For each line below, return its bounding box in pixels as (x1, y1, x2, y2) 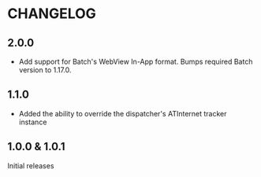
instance (18, 117, 47, 127)
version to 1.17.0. (18, 65, 72, 75)
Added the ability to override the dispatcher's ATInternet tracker (18, 109, 227, 118)
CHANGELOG (7, 5, 96, 23)
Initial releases (7, 160, 54, 170)
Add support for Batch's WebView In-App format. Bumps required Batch (18, 57, 253, 66)
